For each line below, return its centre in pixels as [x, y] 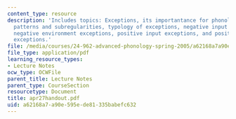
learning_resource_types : [45, 59]
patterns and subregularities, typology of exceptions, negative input [121, 27]
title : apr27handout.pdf [44, 99]
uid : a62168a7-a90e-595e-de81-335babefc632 [72, 105]
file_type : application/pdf [48, 53]
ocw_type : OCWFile [34, 72]
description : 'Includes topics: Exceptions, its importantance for [108, 20]
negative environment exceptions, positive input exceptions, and [113, 33]
